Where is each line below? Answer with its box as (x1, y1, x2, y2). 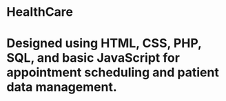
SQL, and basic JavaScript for (6, 50, 181, 66)
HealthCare (6, 4, 74, 20)
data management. (6, 80, 118, 95)
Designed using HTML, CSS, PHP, (6, 36, 202, 52)
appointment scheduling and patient (6, 65, 220, 80)
